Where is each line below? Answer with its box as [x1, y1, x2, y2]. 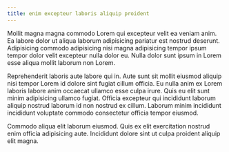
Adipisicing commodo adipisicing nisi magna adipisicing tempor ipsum [7, 44, 207, 52]
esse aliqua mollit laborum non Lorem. [7, 58, 116, 66]
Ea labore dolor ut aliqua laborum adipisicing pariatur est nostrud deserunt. [7, 36, 221, 45]
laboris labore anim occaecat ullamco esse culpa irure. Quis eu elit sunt [7, 86, 210, 95]
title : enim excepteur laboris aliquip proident [7, 10, 150, 17]
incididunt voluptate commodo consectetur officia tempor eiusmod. [7, 108, 199, 117]
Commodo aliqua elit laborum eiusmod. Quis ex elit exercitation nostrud [7, 122, 210, 130]
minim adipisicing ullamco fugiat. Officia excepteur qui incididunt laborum [7, 94, 216, 102]
